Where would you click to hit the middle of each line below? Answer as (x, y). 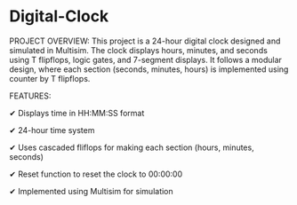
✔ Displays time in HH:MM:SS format (77, 113)
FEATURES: (30, 96)
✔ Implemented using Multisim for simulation (91, 191)
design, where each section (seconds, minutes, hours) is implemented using (149, 69)
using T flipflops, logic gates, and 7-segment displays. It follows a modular (146, 59)
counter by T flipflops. (50, 78)
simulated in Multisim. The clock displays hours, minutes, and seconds (139, 50)
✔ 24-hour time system (52, 130)
